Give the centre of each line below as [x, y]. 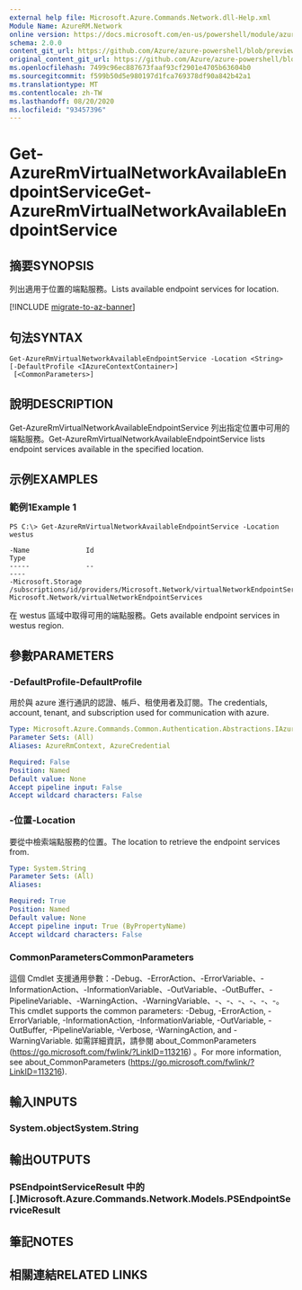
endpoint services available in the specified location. [107, 449]
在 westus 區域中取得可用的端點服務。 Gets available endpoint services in [145, 615]
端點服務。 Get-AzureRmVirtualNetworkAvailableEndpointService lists [137, 439]
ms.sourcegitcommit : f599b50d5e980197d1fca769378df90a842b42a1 [130, 76]
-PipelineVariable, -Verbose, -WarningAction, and [140, 1029]
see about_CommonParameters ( [70, 1062]
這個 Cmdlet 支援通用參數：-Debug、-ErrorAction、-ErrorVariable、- [137, 978]
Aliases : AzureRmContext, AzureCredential [90, 746]
